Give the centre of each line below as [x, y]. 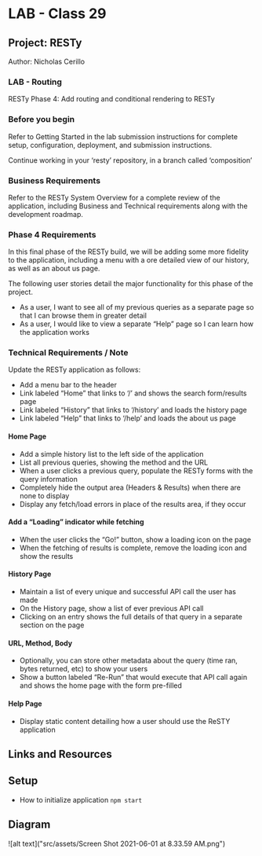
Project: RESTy [45, 43]
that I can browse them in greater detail [83, 316]
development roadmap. [46, 214]
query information [49, 479]
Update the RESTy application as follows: [75, 369]
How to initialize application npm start [81, 799]
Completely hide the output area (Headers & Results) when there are [130, 487]
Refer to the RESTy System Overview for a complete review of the [115, 197]
